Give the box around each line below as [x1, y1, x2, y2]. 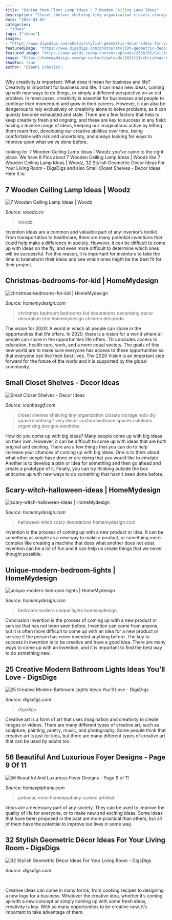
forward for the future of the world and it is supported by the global [5, 358, 147, 364]
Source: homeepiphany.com [5, 785, 65, 791]
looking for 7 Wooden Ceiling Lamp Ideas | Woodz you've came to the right [5, 149, 164, 155]
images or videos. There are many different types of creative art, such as [5, 722, 160, 728]
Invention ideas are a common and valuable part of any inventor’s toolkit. [5, 229, 159, 235]
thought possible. [5, 551, 42, 557]
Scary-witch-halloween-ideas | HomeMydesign [5, 485, 161, 494]
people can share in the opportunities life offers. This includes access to [5, 336, 158, 342]
